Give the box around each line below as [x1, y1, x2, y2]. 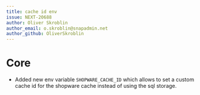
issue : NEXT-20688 [6, 14, 52, 20]
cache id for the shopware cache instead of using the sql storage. [14, 83, 177, 90]
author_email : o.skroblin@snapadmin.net [6, 25, 109, 31]
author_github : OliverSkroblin [6, 31, 84, 37]
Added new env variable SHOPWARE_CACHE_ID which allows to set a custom [14, 76, 195, 83]
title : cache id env [6, 8, 58, 15]
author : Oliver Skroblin [6, 20, 68, 26]
